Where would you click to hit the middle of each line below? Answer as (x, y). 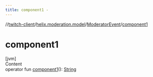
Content (14, 64)
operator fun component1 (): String (41, 69)
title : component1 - (27, 10)
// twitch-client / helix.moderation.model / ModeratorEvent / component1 (76, 24)
